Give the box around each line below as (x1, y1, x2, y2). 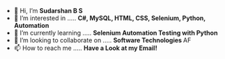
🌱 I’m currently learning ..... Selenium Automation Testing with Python (13, 28, 218, 37)
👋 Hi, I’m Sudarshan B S (13, 7, 84, 15)
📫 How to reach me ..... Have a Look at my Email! (13, 44, 158, 52)
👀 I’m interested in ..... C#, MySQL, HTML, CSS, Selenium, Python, (13, 14, 205, 22)
